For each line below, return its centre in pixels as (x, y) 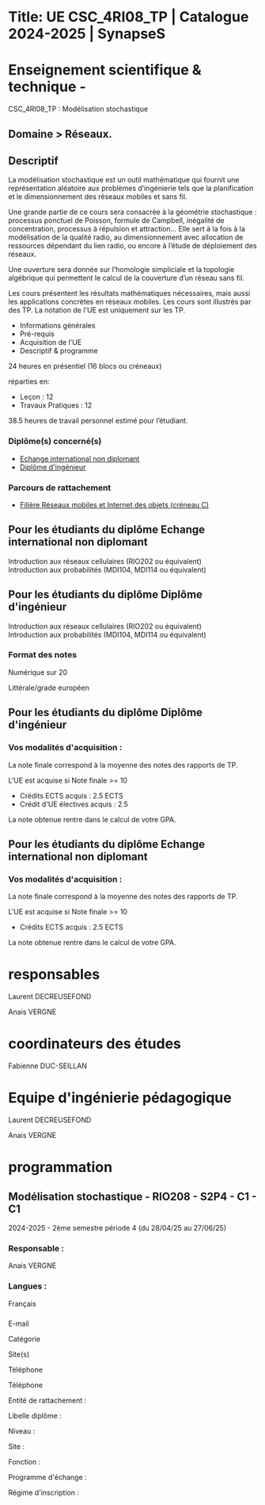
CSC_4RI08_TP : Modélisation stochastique (78, 109)
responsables (54, 975)
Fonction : (25, 1461)
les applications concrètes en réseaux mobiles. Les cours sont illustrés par (130, 302)
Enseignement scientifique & (105, 70)
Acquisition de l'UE (51, 343)
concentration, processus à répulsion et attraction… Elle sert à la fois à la (127, 229)
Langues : (28, 1286)
